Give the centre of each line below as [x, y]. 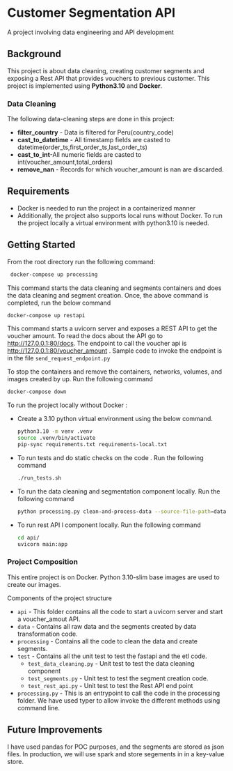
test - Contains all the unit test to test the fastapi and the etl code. [112, 656]
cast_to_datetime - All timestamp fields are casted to [94, 140]
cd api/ [28, 537]
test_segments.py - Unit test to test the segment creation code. [118, 678]
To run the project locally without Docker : [67, 405]
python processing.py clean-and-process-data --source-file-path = [115, 511]
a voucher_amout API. [49, 619]
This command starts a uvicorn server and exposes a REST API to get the [112, 328]
